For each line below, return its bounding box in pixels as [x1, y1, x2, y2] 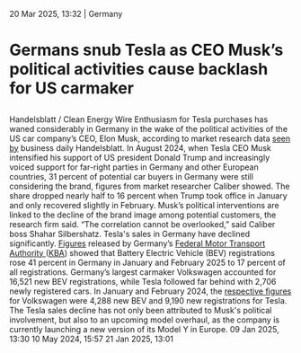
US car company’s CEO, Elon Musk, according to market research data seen [9, 133, 291, 144]
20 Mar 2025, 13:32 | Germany [9, 9, 123, 19]
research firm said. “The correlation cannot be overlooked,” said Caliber [9, 218, 276, 229]
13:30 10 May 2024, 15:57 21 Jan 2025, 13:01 [9, 333, 173, 344]
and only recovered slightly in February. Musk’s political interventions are [9, 199, 280, 210]
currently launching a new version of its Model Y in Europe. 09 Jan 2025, [9, 323, 280, 334]
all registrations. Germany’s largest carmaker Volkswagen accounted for [9, 266, 277, 278]
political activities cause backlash [9, 59, 269, 80]
